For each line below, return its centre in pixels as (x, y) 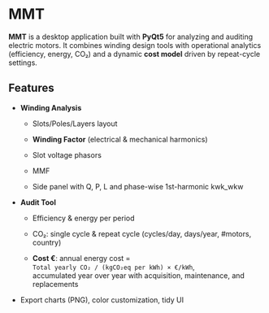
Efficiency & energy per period (83, 218)
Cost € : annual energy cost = (81, 258)
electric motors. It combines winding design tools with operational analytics (135, 45)
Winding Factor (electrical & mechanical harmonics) (120, 139)
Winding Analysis (51, 107)
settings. (23, 63)
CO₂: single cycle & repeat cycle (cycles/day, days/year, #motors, (142, 233)
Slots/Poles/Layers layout (75, 124)
